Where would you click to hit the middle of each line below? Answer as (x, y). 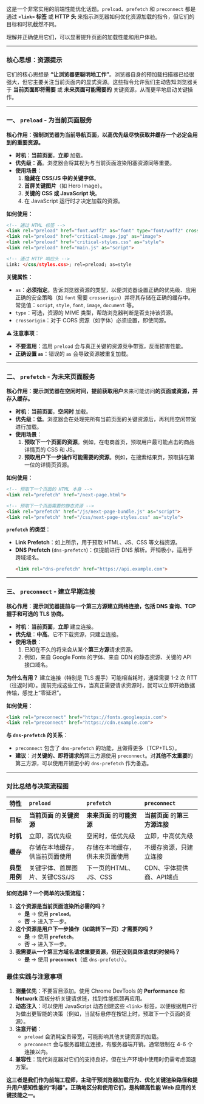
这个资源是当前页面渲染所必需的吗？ (60, 906)
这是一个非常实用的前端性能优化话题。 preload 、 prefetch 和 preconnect (95, 9)
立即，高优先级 (50, 836)
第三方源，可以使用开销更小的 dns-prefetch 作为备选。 (83, 763)
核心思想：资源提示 (34, 60)
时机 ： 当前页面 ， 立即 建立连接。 (56, 627)
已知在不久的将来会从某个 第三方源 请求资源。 (80, 649)
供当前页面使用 (50, 856)
